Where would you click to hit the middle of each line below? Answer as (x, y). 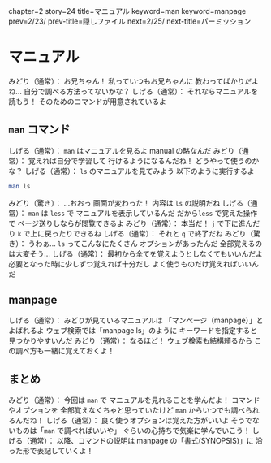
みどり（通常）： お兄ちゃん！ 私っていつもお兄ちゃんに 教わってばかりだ (130, 81)
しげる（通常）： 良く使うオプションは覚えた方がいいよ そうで (149, 421)
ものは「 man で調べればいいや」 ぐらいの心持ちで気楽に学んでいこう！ (133, 431)
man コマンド (39, 130)
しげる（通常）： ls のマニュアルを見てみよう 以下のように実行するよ (139, 171)
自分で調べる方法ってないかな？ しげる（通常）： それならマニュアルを (141, 91)
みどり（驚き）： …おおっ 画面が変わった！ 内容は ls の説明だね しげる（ (130, 203)
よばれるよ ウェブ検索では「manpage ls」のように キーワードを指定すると (133, 331)
